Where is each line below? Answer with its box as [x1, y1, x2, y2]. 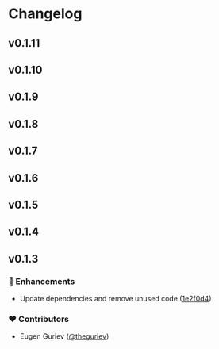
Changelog [8, 5, 83, 23]
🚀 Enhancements [8, 275, 75, 286]
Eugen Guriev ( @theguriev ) [19, 332, 109, 341]
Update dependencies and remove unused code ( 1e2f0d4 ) [19, 294, 212, 303]
